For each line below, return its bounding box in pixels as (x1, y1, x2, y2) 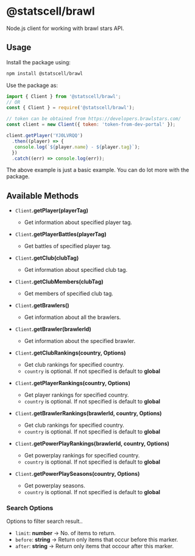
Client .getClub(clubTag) (15, 254, 79, 261)
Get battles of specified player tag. (24, 242, 112, 250)
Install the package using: (6, 58, 71, 66)
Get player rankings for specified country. (24, 391, 129, 399)
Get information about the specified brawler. (24, 337, 136, 345)
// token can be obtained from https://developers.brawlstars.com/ (6, 116, 182, 122)
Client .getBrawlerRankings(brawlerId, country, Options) (15, 410, 162, 417)
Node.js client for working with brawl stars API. (6, 24, 124, 32)
